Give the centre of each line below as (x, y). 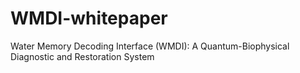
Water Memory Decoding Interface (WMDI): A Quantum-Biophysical (150, 46)
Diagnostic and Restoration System (82, 56)
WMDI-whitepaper (89, 18)
